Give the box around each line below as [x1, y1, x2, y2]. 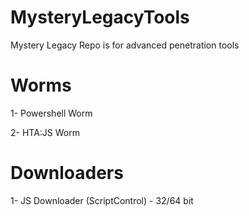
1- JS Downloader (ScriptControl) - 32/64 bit [10, 194, 194, 206]
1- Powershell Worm [10, 107, 93, 119]
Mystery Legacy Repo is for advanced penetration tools [10, 39, 240, 51]
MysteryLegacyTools [10, 6, 190, 29]
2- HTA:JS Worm [10, 126, 81, 138]
